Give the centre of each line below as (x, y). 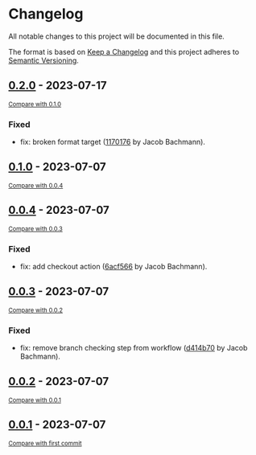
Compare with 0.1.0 (35, 104)
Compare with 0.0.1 (35, 400)
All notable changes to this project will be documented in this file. (117, 36)
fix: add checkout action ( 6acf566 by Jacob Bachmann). (114, 266)
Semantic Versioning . (43, 60)
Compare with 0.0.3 (35, 229)
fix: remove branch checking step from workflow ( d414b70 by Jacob (134, 348)
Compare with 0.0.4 (36, 186)
